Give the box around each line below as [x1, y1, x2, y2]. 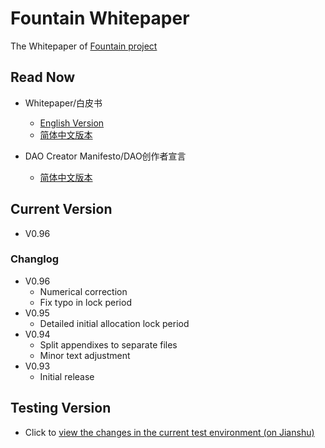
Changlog [10, 252, 60, 266]
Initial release [39, 370, 95, 382]
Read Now [10, 69, 76, 86]
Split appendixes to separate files [39, 338, 178, 351]
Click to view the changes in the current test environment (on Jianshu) [24, 426, 315, 438]
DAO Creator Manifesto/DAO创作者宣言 [24, 150, 187, 162]
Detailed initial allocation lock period [39, 317, 190, 329]
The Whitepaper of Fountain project [10, 40, 158, 52]
